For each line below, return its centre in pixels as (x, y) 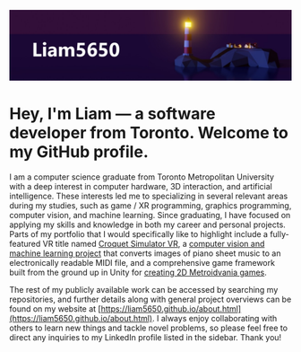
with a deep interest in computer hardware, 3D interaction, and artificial (141, 186)
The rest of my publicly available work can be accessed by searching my (144, 289)
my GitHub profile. (79, 152)
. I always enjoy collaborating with (215, 318)
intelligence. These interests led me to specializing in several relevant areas (149, 196)
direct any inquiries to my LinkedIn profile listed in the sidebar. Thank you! (146, 337)
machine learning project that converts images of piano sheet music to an (145, 253)
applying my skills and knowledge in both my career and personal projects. (148, 224)
